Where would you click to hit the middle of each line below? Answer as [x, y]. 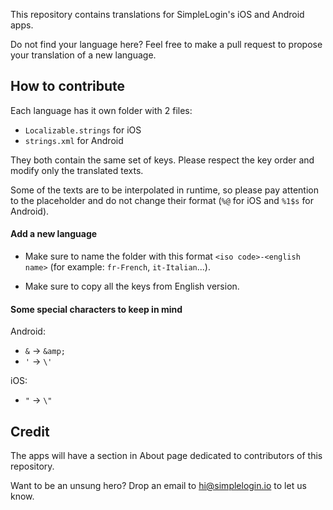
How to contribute [68, 86]
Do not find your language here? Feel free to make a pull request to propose [166, 44]
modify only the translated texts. [77, 170]
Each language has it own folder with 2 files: [101, 110]
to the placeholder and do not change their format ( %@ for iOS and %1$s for [162, 200]
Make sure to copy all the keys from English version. [132, 286]
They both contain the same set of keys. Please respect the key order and [162, 160]
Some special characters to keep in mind [96, 309]
